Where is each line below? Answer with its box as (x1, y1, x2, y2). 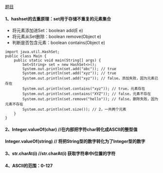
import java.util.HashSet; (5, 50, 60, 55)
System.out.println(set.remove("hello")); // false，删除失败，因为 (22, 96, 159, 102)
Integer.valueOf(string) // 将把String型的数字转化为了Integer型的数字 (5, 138, 145, 144)
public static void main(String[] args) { (14, 58, 101, 63)
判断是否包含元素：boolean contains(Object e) (12, 40, 106, 46)
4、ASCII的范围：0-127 (5, 162, 53, 169)
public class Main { (5, 54, 47, 59)
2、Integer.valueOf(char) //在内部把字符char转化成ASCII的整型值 (5, 126, 138, 132)
